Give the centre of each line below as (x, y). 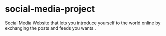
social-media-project (50, 9)
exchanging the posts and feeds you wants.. (51, 28)
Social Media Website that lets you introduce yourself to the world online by (83, 23)
